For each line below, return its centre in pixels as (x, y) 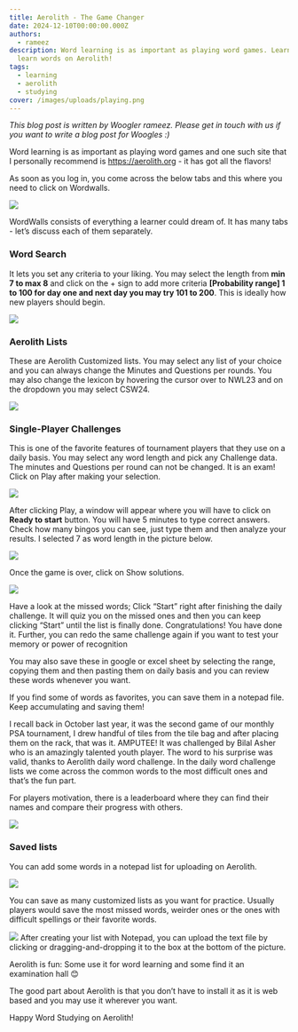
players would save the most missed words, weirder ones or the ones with (145, 909)
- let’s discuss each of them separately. (81, 231)
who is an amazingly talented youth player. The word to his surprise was (141, 752)
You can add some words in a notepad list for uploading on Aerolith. (133, 866)
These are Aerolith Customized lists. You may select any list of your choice (145, 361)
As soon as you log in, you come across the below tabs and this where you (146, 179)
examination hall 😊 (44, 973)
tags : (19, 67)
